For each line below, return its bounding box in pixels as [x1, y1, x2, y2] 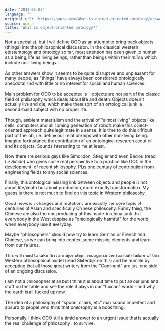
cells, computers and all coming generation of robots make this [5, 122, 133, 128]
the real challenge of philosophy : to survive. [5, 320, 95, 326]
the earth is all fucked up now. [5, 289, 66, 295]
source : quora [5, 21, 34, 26]
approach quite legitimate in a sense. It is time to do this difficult [23, 127, 153, 133]
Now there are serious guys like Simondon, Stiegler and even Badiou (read [5, 153, 156, 159]
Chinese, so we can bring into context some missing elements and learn [5, 237, 151, 243]
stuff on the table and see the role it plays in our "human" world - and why [5, 284, 155, 290]
